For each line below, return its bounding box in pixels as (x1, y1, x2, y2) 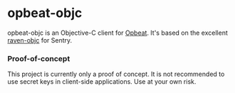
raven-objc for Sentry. (7, 35, 73, 44)
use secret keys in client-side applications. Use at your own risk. (7, 77, 197, 86)
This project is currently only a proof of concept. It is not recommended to (7, 70, 225, 79)
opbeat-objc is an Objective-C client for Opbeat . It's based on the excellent (7, 28, 228, 37)
